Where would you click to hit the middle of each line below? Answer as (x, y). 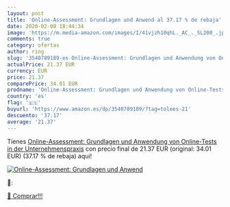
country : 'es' (27, 97)
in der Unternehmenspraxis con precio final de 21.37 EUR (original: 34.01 (110, 149)
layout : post (26, 13)
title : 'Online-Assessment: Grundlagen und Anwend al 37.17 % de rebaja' (115, 20)
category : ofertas (33, 45)
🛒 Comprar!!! (25, 195)
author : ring (26, 52)
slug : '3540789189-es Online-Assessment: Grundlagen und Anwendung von (111, 58)
